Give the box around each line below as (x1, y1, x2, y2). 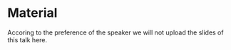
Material (7, 5, 58, 21)
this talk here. (7, 35, 48, 44)
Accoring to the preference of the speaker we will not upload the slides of (7, 28, 224, 37)
